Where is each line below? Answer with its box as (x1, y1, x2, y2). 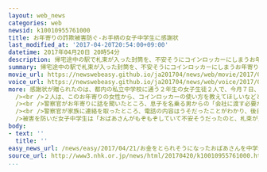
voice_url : (8, 78, 44, 86)
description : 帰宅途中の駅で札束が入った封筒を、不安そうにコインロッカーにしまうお (8, 56, 256, 64)
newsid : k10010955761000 (8, 26, 91, 34)
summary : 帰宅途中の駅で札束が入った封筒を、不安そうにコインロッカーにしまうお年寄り (8, 63, 260, 71)
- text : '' (8, 129, 44, 137)
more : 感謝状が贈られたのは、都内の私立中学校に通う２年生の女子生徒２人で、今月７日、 (8, 85, 261, 94)
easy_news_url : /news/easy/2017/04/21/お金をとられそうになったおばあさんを (8, 144, 246, 152)
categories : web (8, 19, 62, 27)
